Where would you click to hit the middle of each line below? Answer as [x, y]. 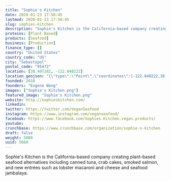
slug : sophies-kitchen [29, 24]
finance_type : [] [24, 48]
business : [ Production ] [31, 43]
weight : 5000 [19, 138]
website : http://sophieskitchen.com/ [45, 100]
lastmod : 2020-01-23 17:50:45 [37, 19]
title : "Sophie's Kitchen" [34, 10]
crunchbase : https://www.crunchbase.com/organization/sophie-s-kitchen [83, 128]
